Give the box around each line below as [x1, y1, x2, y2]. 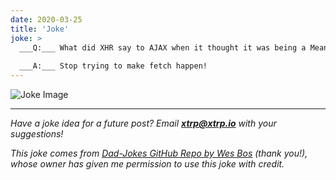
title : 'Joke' [10, 24, 70, 34]
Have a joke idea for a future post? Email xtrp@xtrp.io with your [10, 117, 277, 129]
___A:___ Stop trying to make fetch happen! [19, 61, 208, 71]
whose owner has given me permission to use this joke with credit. [10, 158, 285, 170]
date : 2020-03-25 [10, 14, 83, 25]
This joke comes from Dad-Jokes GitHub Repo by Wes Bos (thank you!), [10, 147, 308, 159]
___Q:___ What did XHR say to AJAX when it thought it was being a [19, 42, 307, 53]
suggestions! [10, 128, 64, 140]
